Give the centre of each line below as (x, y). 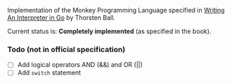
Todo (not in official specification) (66, 49)
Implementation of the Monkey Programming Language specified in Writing (116, 10)
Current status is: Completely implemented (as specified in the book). (109, 31)
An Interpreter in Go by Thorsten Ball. (62, 18)
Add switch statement (49, 72)
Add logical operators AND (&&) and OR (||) (80, 65)
